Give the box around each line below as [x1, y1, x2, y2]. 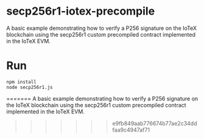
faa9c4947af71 [112, 126, 150, 134]
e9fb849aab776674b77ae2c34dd [112, 119, 197, 127]
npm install [6, 79, 37, 85]
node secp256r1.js [6, 84, 53, 90]
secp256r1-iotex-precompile [6, 4, 155, 18]
